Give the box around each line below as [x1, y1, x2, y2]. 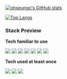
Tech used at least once [5, 58, 57, 65]
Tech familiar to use [5, 38, 48, 45]
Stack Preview [5, 27, 42, 34]
